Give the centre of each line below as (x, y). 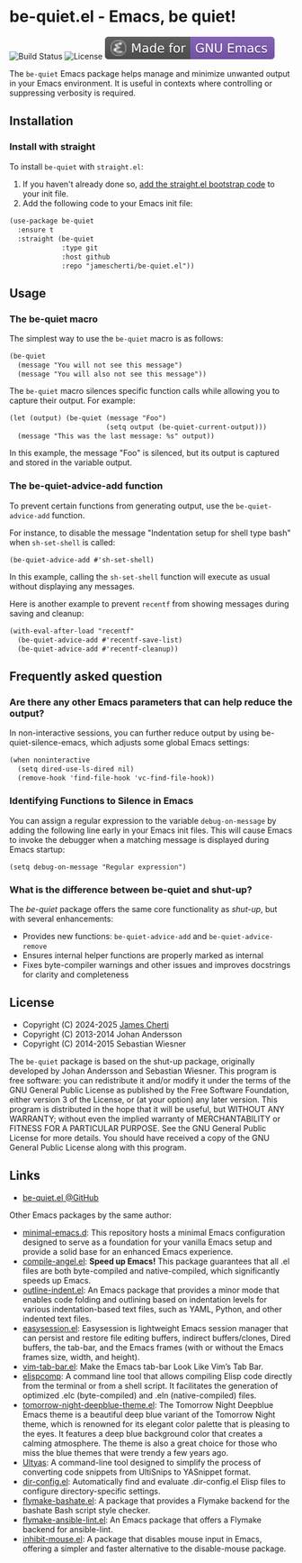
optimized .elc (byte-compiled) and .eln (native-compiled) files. (139, 1395)
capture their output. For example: (72, 401)
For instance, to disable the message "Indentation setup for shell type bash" (150, 533)
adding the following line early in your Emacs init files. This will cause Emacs (151, 830)
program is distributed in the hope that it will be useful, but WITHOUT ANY (147, 1109)
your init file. (45, 193)
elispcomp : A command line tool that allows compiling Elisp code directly (157, 1376)
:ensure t (36, 230)
